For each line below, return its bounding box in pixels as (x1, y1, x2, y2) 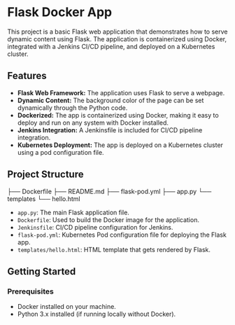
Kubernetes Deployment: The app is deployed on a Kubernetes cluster (17, 141, 224, 149)
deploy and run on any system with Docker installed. (17, 118, 169, 127)
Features (7, 70, 47, 82)
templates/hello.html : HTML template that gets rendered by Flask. (17, 245, 211, 254)
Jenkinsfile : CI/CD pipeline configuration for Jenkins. (17, 223, 173, 231)
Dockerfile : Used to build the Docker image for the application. (17, 215, 199, 224)
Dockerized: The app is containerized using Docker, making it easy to (17, 111, 219, 119)
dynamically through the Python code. (17, 103, 128, 112)
